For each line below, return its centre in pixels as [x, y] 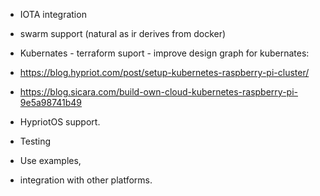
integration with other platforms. [86, 180]
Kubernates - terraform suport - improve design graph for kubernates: [164, 53]
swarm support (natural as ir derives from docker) [123, 33]
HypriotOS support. [60, 122]
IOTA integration [53, 14]
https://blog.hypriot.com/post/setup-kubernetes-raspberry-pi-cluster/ [164, 72]
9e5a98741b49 [51, 102]
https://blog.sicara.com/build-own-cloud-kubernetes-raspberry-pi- [158, 92]
